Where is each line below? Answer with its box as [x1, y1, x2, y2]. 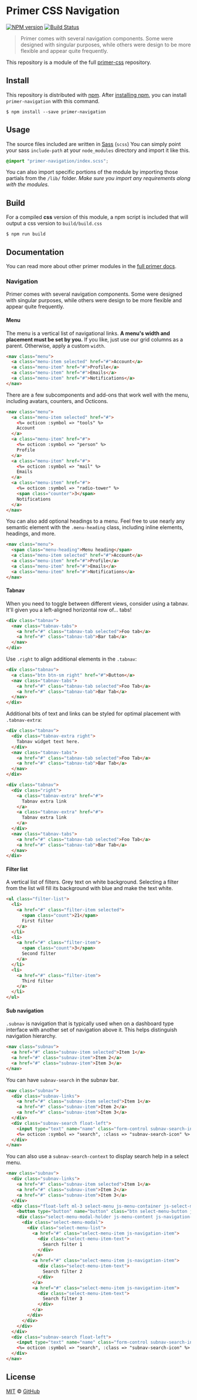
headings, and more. [6, 530, 56, 537]
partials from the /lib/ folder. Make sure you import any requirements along [6, 175, 191, 182]
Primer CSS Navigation [6, 4, 120, 18]
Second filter [21, 951, 57, 957]
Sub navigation [6, 1007, 44, 1014]
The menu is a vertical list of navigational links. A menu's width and [6, 330, 170, 337]
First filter [21, 918, 54, 924]
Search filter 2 [43, 1269, 83, 1274]
